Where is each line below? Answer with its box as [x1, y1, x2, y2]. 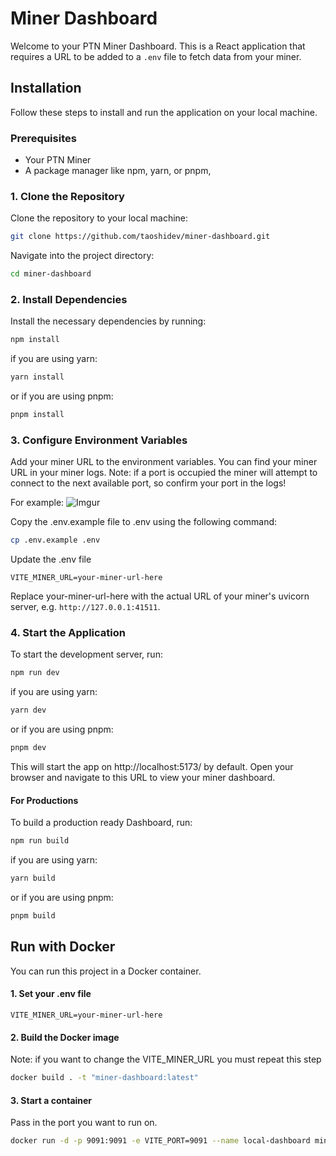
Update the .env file [10, 553, 92, 566]
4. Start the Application [10, 626, 126, 640]
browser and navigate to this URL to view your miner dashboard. [10, 772, 276, 784]
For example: [10, 497, 65, 509]
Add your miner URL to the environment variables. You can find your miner [10, 456, 318, 468]
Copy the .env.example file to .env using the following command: [10, 516, 278, 528]
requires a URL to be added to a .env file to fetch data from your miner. [10, 50, 302, 62]
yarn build [10, 873, 56, 884]
